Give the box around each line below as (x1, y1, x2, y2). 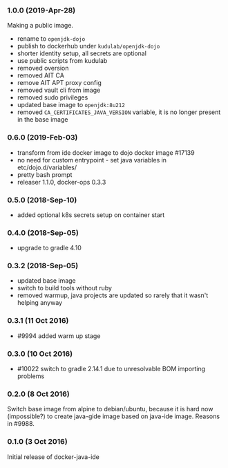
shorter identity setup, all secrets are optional (17, 49, 147, 57)
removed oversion (17, 64, 69, 73)
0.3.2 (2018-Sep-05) (7, 261, 79, 271)
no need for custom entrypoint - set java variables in (17, 156, 167, 164)
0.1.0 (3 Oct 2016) (7, 437, 68, 447)
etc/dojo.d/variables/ (17, 163, 77, 171)
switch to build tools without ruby (17, 284, 113, 292)
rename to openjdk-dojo (17, 35, 86, 43)
